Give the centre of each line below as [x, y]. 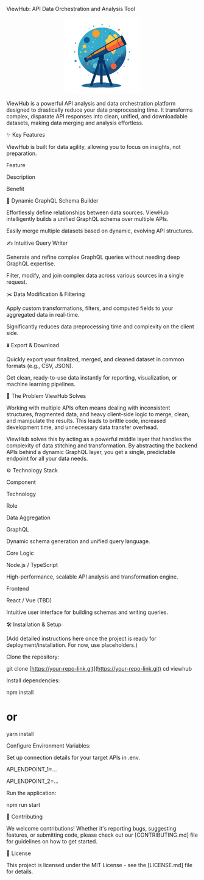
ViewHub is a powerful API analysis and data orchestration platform [91, 103]
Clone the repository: [33, 657]
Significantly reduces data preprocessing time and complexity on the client [100, 326]
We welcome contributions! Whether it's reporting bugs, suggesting [91, 828]
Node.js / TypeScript [32, 565]
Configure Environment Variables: [49, 745]
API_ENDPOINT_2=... [33, 781]
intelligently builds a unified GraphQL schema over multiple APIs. [87, 219]
